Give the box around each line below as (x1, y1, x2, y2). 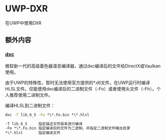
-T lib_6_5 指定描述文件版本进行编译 (5, 121, 83, 126)
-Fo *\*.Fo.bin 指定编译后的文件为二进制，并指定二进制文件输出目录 (5, 126, 130, 131)
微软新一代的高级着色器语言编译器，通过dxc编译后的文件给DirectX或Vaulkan (5, 63, 161, 69)
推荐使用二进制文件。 (9, 92, 53, 98)
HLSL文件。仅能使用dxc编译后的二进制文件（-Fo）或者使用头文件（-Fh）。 (5, 86, 157, 92)
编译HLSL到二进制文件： (5, 102, 55, 108)
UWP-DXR (5, 3, 48, 14)
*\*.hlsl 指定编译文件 (5, 131, 61, 136)
